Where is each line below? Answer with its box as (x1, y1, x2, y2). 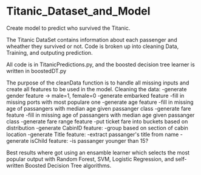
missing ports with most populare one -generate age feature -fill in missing (6, 98, 194, 106)
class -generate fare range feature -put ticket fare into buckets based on (6, 117, 188, 125)
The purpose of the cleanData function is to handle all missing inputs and (6, 79, 189, 86)
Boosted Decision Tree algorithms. (25, 162, 112, 169)
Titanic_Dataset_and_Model (6, 4, 151, 18)
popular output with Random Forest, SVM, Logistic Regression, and (6, 155, 174, 162)
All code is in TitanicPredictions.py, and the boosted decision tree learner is (6, 61, 196, 68)
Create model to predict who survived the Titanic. (6, 24, 131, 32)
